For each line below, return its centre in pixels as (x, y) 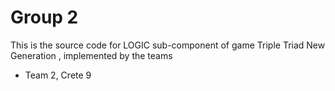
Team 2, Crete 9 (58, 75)
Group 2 (44, 17)
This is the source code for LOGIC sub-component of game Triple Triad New (168, 45)
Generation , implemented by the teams (91, 55)
